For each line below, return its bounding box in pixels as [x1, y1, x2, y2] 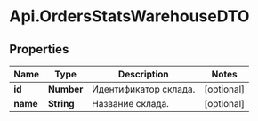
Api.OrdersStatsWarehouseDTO [9, 6, 250, 27]
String [47, 98, 75, 109]
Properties [9, 42, 69, 57]
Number [47, 83, 84, 95]
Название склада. [92, 98, 169, 109]
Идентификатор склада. [92, 83, 196, 95]
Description [118, 69, 169, 80]
